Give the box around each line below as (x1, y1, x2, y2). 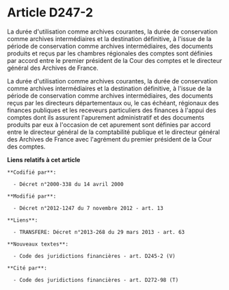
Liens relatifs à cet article (7, 155, 81, 163)
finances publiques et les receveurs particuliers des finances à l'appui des (7, 106, 217, 114)
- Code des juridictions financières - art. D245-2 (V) (13, 252, 176, 259)
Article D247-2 (7, 5, 94, 21)
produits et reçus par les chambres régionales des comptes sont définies (7, 49, 213, 57)
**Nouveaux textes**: (7, 241, 69, 248)
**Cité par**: (7, 265, 48, 272)
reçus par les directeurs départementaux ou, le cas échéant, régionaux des (7, 98, 219, 107)
